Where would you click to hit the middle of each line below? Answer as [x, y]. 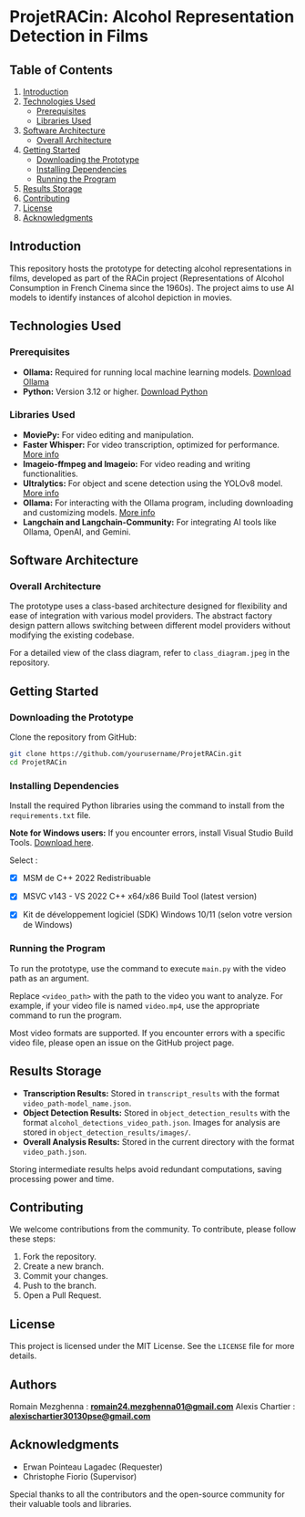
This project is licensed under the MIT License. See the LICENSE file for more [152, 1346]
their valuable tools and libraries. [71, 1503]
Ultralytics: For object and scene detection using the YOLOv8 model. [152, 483]
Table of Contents [61, 70]
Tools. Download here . [51, 843]
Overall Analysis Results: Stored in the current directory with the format [158, 1141]
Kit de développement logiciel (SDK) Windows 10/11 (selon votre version [158, 915]
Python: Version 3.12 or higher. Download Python [115, 391]
